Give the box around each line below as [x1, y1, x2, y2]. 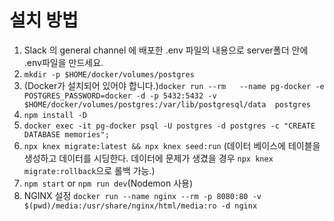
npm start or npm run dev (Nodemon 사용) [23, 177, 194, 189]
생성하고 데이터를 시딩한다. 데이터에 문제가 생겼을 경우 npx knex [23, 152, 274, 164]
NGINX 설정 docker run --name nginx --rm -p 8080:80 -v [23, 189, 262, 201]
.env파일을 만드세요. [23, 56, 104, 68]
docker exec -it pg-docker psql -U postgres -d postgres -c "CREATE [23, 121, 316, 131]
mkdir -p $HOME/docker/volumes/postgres [23, 69, 195, 80]
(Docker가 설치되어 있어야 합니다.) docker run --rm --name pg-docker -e [23, 79, 325, 91]
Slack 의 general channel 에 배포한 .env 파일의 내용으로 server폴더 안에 [23, 44, 309, 56]
